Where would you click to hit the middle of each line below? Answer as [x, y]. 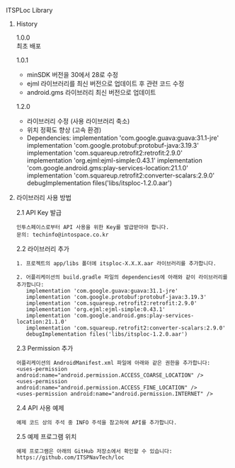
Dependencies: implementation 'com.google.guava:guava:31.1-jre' [123, 138]
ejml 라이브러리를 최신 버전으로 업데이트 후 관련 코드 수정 [105, 83]
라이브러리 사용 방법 [44, 198]
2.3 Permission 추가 [45, 348]
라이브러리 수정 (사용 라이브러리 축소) [78, 121]
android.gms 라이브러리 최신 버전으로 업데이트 [91, 92]
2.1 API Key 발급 [39, 212]
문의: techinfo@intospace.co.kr [62, 235]
